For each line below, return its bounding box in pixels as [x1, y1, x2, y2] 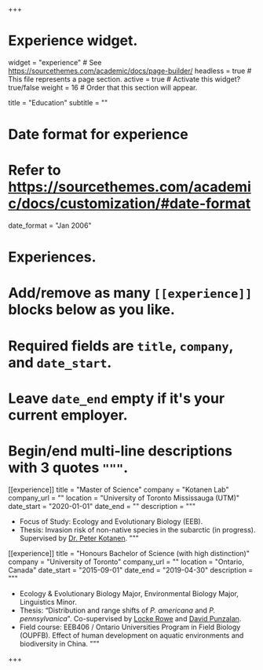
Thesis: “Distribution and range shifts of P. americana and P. [19, 606, 216, 615]
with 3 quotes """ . [8, 459, 129, 476]
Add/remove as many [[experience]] [8, 284, 253, 302]
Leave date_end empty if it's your [8, 390, 225, 407]
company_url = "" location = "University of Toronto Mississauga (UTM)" [8, 492, 240, 503]
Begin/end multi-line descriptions [8, 442, 233, 459]
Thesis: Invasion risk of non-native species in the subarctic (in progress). [19, 525, 256, 534]
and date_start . [8, 353, 112, 372]
